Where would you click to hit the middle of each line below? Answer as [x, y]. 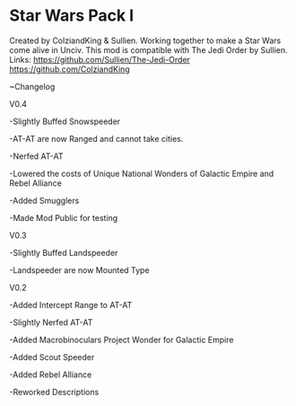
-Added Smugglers [44, 200]
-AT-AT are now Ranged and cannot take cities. [96, 138]
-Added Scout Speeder [52, 357]
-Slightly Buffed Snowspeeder [65, 121]
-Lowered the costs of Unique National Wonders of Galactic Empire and [142, 173]
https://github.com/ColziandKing [70, 69]
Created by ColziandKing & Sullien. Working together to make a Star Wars [145, 40]
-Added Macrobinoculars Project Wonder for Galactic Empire [122, 340]
